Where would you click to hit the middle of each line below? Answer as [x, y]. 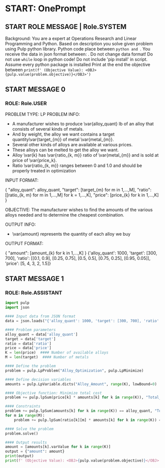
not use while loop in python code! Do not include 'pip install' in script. [76, 59]
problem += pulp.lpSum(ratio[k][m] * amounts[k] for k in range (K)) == [89, 420]
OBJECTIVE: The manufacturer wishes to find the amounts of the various [79, 210]
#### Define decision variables [38, 379]
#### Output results [26, 442]
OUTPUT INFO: [20, 224]
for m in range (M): [25, 415]
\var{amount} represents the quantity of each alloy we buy [71, 234]
